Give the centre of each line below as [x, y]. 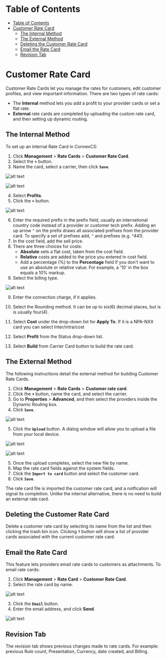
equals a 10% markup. [43, 272]
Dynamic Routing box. [35, 404]
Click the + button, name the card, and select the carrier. [70, 394]
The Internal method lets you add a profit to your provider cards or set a [86, 103]
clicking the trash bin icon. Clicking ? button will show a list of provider [77, 532]
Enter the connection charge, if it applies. [55, 297]
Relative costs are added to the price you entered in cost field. [84, 257]
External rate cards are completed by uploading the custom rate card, [84, 114]
